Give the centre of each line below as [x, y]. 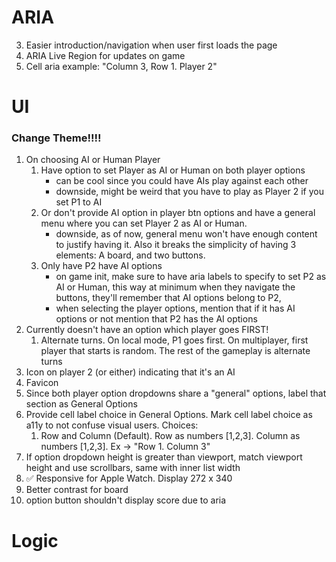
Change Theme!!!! [56, 138]
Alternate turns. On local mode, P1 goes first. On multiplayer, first [174, 340]
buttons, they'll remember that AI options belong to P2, [168, 298]
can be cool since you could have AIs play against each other [182, 181]
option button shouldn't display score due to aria [126, 500]
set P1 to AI [79, 202]
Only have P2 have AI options [101, 266]
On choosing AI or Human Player [93, 160]
